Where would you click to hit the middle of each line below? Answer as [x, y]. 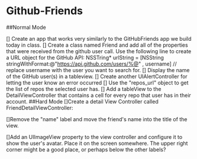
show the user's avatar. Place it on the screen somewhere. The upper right [97, 143]
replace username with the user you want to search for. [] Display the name [98, 70]
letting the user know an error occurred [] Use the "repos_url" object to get [97, 82]
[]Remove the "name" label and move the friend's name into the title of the [97, 119]
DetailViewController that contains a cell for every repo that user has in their [98, 95]
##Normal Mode [26, 27]
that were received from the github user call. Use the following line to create [99, 51]
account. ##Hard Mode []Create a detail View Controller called [82, 101]
